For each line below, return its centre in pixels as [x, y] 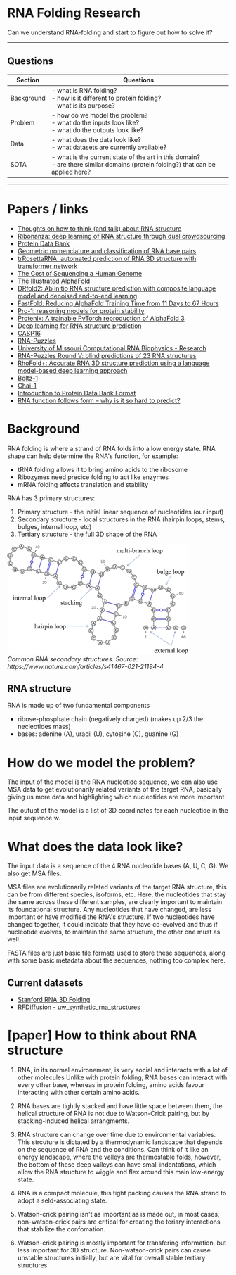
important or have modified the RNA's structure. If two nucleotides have [111, 917]
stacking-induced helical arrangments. [73, 1121]
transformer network [47, 266]
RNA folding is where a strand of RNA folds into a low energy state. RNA [111, 448]
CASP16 [29, 333]
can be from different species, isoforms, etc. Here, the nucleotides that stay [117, 894]
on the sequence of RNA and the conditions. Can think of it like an [113, 1150]
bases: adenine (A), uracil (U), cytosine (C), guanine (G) [98, 734]
